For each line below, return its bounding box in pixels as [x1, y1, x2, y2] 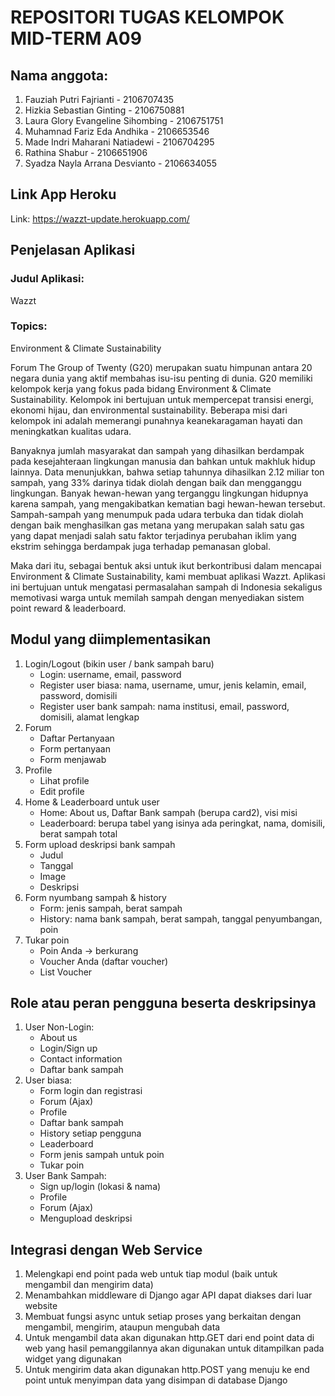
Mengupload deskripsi [39, 1212, 133, 1225]
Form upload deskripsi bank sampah [24, 838, 176, 850]
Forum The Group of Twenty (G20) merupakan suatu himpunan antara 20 [10, 361, 313, 373]
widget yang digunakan [24, 1353, 122, 1365]
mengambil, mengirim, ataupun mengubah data [24, 1321, 221, 1333]
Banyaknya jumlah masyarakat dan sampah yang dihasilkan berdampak [10, 444, 305, 456]
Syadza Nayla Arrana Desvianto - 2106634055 [24, 157, 217, 169]
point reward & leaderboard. [10, 602, 127, 614]
